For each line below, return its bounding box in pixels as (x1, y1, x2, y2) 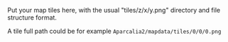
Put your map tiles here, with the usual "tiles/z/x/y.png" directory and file (7, 6, 221, 14)
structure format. (7, 13, 57, 22)
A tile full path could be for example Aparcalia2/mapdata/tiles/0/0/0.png (7, 27, 222, 35)
